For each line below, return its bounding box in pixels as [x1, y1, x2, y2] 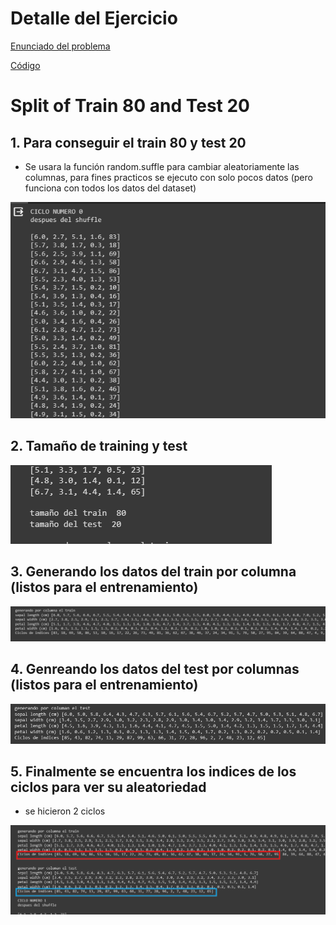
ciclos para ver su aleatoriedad [10, 779, 207, 796]
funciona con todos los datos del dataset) [24, 182, 197, 194]
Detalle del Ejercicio [10, 7, 178, 30]
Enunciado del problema [10, 40, 111, 52]
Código [10, 59, 41, 71]
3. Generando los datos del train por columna [10, 563, 297, 581]
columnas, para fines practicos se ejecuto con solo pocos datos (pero [24, 171, 313, 183]
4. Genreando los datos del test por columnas [10, 661, 300, 678]
